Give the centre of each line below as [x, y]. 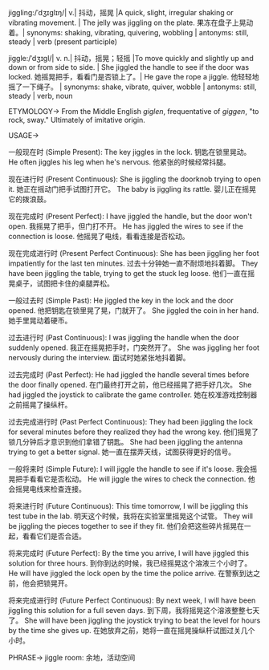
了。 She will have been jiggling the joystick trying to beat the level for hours [134, 620]
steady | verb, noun [41, 96]
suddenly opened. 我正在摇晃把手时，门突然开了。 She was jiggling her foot [134, 347]
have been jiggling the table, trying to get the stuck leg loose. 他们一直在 [128, 273]
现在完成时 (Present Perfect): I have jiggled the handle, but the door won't [130, 216]
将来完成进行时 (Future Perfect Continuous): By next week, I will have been [132, 600]
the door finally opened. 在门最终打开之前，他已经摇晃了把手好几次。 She [130, 385]
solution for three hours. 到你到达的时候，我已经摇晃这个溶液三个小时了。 [130, 563]
